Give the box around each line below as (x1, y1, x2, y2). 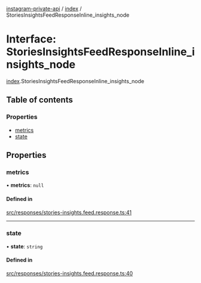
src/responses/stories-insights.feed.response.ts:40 (6, 270, 133, 277)
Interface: (6, 32, 57, 46)
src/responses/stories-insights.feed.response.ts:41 (6, 209, 132, 216)
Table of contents (6, 95, 73, 105)
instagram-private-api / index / (6, 5, 82, 12)
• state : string (6, 242, 43, 250)
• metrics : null (6, 182, 44, 189)
